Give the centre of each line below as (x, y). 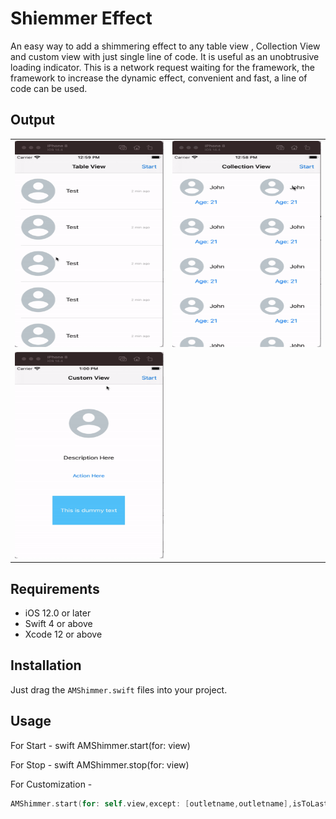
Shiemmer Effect (81, 18)
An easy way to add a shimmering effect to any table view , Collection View (165, 46)
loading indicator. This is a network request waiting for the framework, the (163, 67)
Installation (46, 665)
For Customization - (51, 784)
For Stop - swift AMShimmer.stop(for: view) (100, 764)
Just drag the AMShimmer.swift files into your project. (119, 689)
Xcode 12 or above (63, 634)
